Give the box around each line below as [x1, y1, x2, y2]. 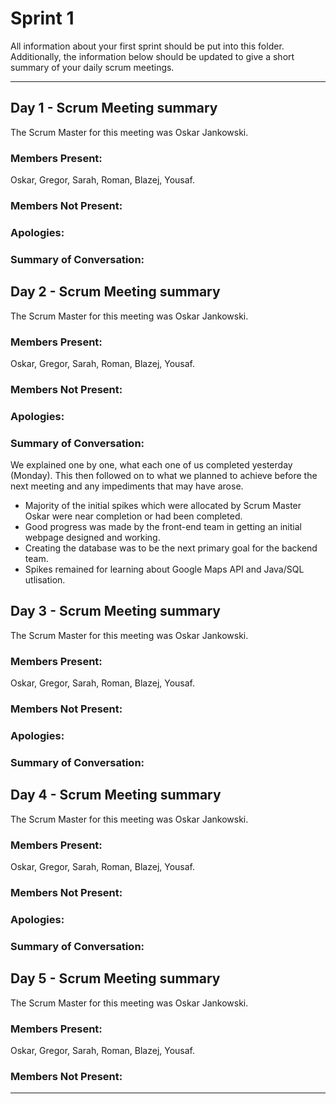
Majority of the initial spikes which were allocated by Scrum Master [24, 500, 302, 512]
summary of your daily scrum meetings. [10, 61, 175, 73]
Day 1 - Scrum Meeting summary [10, 100, 218, 117]
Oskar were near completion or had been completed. [24, 510, 243, 522]
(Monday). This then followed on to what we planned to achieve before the [10, 470, 318, 482]
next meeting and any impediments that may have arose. [10, 480, 244, 492]
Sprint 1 [10, 7, 75, 30]
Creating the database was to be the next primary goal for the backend [24, 542, 318, 554]
